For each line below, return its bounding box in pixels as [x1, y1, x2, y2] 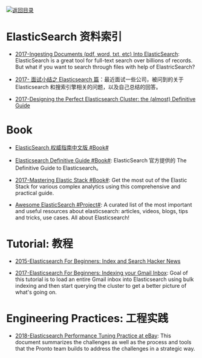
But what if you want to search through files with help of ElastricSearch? [15, 63, 195, 70]
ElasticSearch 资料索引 [6, 30, 122, 44]
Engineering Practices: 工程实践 [6, 312, 168, 325]
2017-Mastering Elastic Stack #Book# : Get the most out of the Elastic [15, 176, 187, 184]
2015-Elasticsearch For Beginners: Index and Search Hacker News [15, 257, 181, 265]
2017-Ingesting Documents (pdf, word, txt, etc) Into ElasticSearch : [15, 50, 180, 58]
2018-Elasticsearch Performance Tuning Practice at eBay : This [15, 332, 171, 339]
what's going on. [15, 288, 57, 296]
